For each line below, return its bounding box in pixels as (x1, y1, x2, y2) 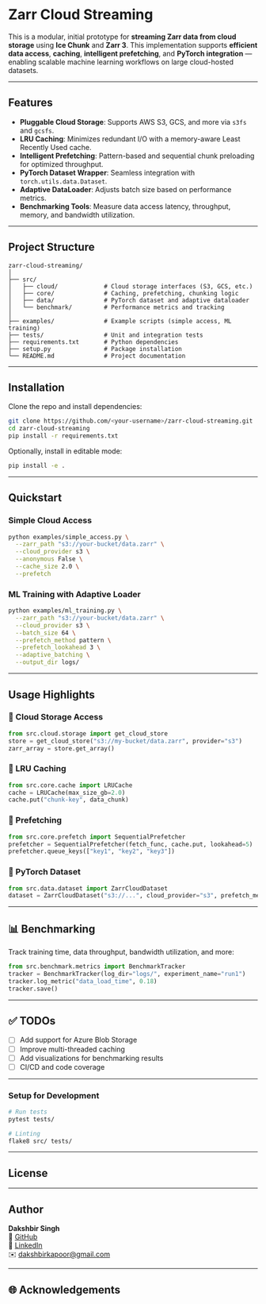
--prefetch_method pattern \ (15, 636, 112, 644)
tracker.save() (8, 985, 59, 993)
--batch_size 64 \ (15, 629, 77, 637)
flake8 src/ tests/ (8, 1137, 73, 1145)
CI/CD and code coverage (19, 1062, 105, 1071)
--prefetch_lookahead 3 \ (15, 643, 101, 652)
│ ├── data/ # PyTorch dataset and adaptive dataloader (8, 296, 249, 304)
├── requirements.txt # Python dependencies (8, 338, 179, 346)
